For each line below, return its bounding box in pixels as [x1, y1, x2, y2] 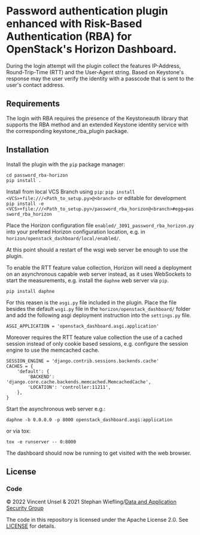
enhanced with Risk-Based [6, 17, 143, 31]
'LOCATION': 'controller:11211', [28, 384, 111, 390]
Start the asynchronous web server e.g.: [6, 405, 106, 412]
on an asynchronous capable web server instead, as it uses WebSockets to [6, 270, 192, 277]
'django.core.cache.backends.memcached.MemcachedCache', [6, 379, 151, 385]
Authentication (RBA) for [6, 30, 132, 43]
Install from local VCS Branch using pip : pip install [6, 188, 135, 195]
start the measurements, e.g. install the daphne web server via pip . [6, 277, 169, 284]
